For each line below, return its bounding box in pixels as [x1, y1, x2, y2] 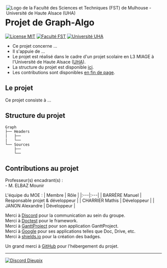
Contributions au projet [5, 164, 79, 173]
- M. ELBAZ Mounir [5, 182, 45, 188]
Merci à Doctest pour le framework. [5, 218, 78, 224]
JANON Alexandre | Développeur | [5, 203, 76, 209]
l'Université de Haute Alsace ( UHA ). [12, 59, 86, 65]
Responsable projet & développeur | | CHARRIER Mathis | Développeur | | [5, 197, 155, 203]
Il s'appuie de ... [12, 48, 46, 54]
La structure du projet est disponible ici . [12, 64, 94, 70]
